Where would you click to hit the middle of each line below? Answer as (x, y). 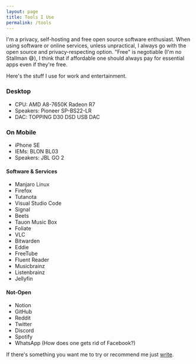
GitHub (23, 312)
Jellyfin (24, 279)
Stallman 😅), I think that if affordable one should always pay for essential (95, 58)
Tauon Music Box (36, 222)
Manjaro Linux (32, 185)
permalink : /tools (29, 22)
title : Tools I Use (30, 17)
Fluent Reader (32, 260)
